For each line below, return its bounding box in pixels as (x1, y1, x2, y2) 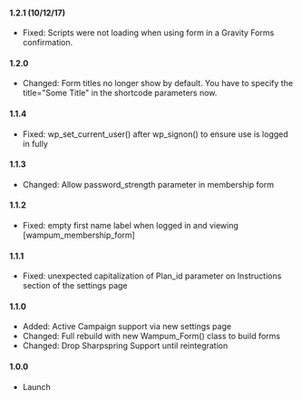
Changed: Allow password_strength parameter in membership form (22, 179, 275, 190)
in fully (22, 138, 48, 149)
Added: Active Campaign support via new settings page (22, 321, 232, 332)
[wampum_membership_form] (22, 229, 136, 240)
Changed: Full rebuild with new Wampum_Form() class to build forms (22, 331, 281, 342)
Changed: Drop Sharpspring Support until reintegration (22, 340, 229, 351)
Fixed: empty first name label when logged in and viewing (22, 220, 239, 231)
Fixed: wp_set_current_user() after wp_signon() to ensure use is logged (22, 128, 288, 140)
